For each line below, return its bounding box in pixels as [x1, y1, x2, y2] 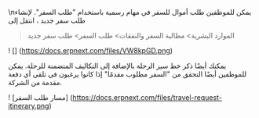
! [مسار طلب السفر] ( [8, 93, 73, 102]
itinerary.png [8, 102, 49, 110]
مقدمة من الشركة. [8, 78, 63, 87]
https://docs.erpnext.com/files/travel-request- [72, 93, 222, 102]
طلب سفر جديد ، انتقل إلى [8, 16, 86, 25]
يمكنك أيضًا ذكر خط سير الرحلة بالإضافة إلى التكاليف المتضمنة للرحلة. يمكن [8, 61, 227, 70]
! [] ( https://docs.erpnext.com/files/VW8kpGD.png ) [8, 46, 173, 55]
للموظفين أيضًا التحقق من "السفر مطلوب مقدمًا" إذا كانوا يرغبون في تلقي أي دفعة [8, 70, 247, 78]
